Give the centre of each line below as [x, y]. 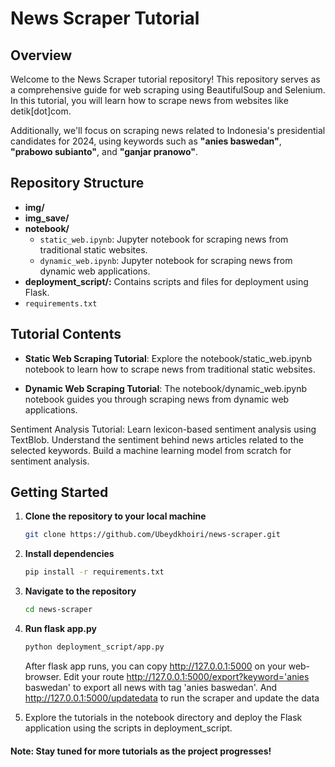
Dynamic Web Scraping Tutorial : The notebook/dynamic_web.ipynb [166, 388]
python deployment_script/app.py [94, 647]
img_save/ [47, 218]
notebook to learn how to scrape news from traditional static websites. [170, 369]
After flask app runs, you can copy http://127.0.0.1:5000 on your [155, 666]
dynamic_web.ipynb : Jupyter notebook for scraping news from [166, 260]
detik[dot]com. [41, 111]
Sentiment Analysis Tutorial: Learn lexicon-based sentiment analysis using [163, 429]
